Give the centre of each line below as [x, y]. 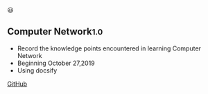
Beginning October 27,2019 [56, 63]
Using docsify [37, 70]
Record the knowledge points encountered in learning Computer [109, 48]
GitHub [17, 84]
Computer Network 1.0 [55, 31]
